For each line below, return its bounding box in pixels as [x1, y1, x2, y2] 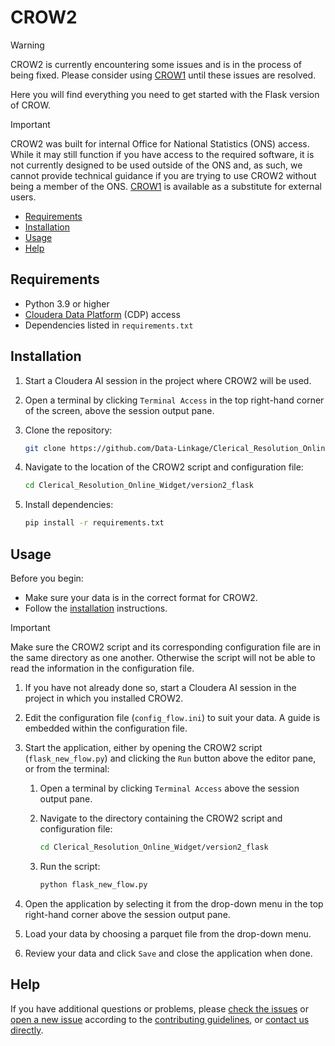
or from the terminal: [24, 763, 110, 775]
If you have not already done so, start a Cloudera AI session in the [24, 682, 297, 693]
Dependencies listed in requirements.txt [24, 319, 194, 331]
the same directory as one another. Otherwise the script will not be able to [10, 652, 316, 663]
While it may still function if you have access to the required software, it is [10, 148, 315, 160]
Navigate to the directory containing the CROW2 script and [39, 812, 283, 824]
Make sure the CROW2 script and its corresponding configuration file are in [10, 641, 322, 653]
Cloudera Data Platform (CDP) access [24, 308, 181, 320]
